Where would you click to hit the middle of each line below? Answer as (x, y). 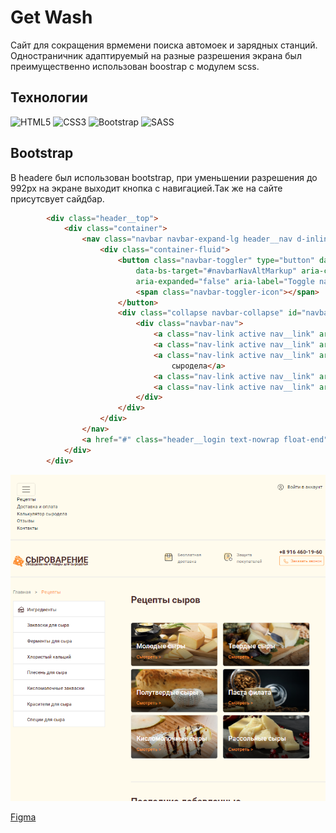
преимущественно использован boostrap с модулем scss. (135, 66)
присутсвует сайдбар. (57, 198)
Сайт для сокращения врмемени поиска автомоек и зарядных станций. (164, 45)
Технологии (49, 97)
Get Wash (51, 17)
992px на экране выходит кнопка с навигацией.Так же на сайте (146, 188)
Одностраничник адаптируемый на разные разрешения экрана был (156, 55)
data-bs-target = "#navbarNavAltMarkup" (216, 271)
